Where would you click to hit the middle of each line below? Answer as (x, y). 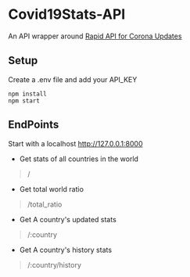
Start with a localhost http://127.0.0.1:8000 (75, 143)
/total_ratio (45, 204)
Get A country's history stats (65, 250)
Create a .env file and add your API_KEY (73, 79)
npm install (27, 94)
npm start (24, 101)
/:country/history (54, 264)
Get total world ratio (52, 189)
